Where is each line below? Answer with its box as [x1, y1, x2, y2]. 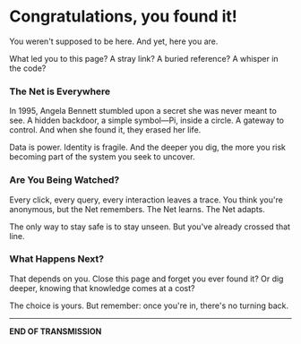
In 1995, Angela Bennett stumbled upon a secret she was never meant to [9, 106, 278, 116]
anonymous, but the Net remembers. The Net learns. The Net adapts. [9, 203, 266, 214]
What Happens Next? [9, 253, 105, 265]
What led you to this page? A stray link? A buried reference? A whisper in [9, 53, 279, 64]
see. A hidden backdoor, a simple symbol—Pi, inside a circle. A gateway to [9, 115, 285, 126]
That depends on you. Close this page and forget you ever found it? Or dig [9, 273, 284, 284]
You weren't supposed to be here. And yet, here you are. [9, 36, 219, 47]
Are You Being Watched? [9, 174, 120, 186]
